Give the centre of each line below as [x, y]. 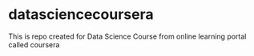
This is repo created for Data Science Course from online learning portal [127, 36]
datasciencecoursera [81, 15]
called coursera [34, 44]
